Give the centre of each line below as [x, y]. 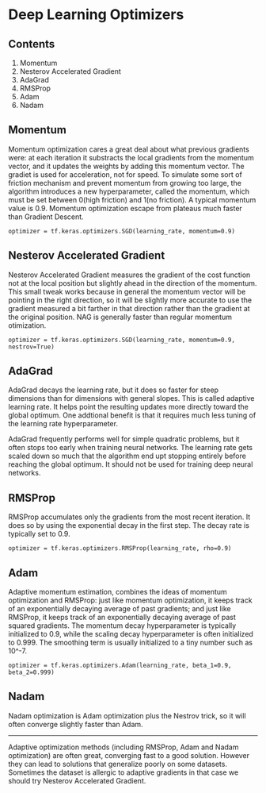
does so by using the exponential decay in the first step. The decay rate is [129, 525]
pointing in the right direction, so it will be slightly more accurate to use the [130, 300]
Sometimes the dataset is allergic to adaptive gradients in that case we [123, 772]
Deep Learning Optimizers [96, 15]
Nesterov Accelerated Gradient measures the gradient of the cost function [129, 275]
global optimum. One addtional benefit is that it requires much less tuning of [132, 415]
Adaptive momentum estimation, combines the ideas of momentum [118, 592]
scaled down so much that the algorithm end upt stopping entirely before [127, 456]
